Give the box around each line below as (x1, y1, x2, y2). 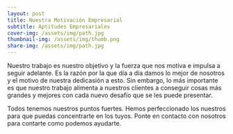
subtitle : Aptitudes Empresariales (7, 23, 111, 30)
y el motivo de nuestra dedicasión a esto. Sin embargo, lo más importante (7, 76, 218, 84)
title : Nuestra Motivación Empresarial (7, 17, 123, 24)
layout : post (7, 10, 45, 17)
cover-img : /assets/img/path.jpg (7, 29, 104, 37)
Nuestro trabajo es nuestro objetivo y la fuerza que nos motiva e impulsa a (7, 62, 220, 69)
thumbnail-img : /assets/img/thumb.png (7, 36, 120, 43)
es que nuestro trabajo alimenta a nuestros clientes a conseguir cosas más (7, 84, 222, 92)
